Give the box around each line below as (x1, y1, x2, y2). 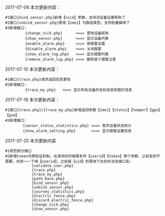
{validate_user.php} (31, 163, 74, 168)
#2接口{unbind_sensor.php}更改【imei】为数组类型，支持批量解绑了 (5, 20, 130, 25)
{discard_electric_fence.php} (31, 198, 94, 203)
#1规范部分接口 (5, 148, 32, 153)
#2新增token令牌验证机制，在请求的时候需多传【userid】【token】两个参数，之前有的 (5, 154, 157, 159)
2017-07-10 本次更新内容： (5, 66, 60, 72)
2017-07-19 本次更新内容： (5, 97, 60, 103)
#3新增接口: (5, 26, 27, 31)
